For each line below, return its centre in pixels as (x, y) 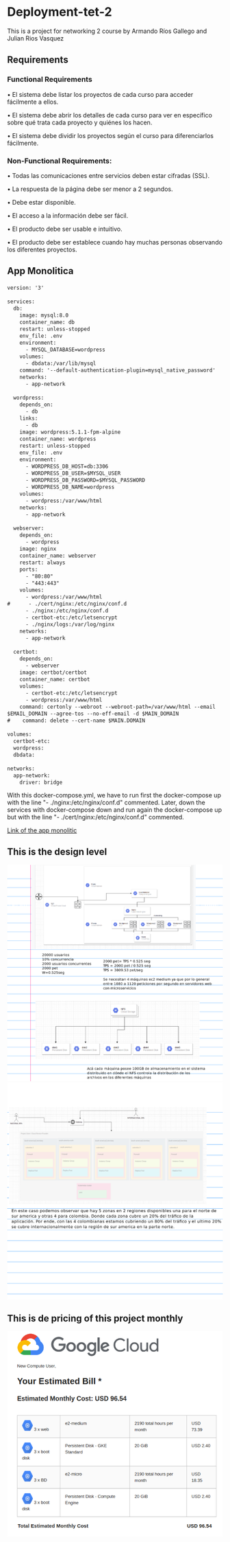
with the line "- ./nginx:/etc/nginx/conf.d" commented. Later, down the (106, 802)
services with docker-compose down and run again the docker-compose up (115, 809)
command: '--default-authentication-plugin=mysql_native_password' (117, 370)
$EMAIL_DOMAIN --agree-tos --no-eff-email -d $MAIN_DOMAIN (93, 714)
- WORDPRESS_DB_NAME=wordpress (70, 487)
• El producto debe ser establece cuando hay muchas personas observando (115, 242)
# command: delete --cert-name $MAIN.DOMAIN (76, 721)
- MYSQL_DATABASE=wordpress (65, 350)
